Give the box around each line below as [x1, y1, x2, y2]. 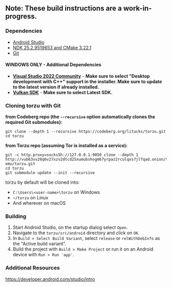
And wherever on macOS [12, 200, 66, 206]
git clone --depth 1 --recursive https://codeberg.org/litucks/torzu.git [5, 129, 166, 135]
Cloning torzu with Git [5, 102, 61, 109]
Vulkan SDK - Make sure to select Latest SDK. [12, 89, 113, 95]
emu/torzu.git [5, 161, 36, 167]
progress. [5, 12, 37, 21]
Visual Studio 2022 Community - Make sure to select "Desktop [12, 73, 150, 79]
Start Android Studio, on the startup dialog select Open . [12, 225, 128, 231]
